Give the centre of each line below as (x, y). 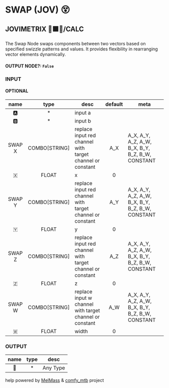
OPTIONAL (17, 91)
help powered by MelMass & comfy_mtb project (55, 380)
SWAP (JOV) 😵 (38, 10)
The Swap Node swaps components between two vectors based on (75, 44)
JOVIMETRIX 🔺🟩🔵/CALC (45, 29)
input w (83, 298)
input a (83, 112)
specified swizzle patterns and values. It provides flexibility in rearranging (82, 49)
